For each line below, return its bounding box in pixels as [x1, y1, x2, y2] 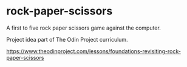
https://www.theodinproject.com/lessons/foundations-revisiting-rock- [6, 47, 181, 55]
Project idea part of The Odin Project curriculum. [6, 36, 129, 43]
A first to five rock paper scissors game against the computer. [6, 24, 161, 31]
